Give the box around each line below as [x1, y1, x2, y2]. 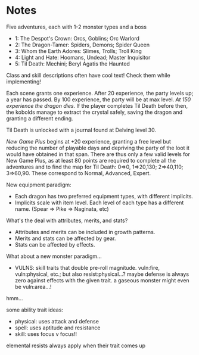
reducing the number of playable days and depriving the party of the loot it [6, 144, 189, 151]
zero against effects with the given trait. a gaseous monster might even [14, 276, 189, 284]
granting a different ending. [6, 114, 73, 122]
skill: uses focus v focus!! [14, 330, 77, 337]
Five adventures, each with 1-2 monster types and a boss [6, 23, 147, 30]
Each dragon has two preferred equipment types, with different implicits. [14, 192, 194, 200]
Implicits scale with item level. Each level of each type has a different [14, 199, 184, 206]
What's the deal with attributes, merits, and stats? [6, 217, 128, 224]
